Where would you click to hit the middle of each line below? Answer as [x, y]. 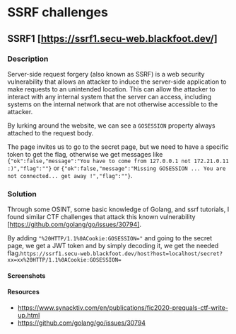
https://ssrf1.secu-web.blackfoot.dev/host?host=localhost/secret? [122, 254]
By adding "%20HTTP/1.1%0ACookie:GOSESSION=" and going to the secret [110, 238]
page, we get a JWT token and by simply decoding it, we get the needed [113, 246]
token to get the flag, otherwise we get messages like [85, 154]
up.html [29, 315]
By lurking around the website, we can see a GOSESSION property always [111, 126]
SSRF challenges [58, 12]
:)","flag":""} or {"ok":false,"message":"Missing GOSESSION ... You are [117, 168]
